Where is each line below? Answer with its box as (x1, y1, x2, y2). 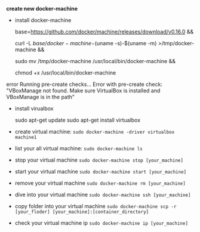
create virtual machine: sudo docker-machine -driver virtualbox (14, 128, 175, 135)
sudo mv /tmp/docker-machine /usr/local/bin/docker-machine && (14, 58, 176, 64)
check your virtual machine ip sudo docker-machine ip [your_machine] (14, 219, 189, 226)
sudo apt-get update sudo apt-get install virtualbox (14, 116, 141, 123)
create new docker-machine (6, 5, 78, 12)
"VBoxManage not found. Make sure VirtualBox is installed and (6, 87, 161, 94)
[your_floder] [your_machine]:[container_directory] (14, 209, 149, 215)
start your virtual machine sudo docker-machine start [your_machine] (14, 168, 187, 175)
